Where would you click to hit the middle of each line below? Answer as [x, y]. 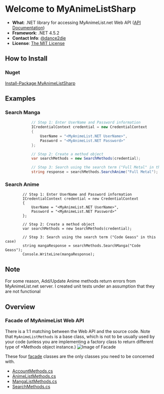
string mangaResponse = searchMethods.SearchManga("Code [82, 246]
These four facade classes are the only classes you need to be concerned [80, 356]
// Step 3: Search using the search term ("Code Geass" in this [89, 237]
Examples [20, 99]
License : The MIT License [38, 43]
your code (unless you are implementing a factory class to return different [79, 342]
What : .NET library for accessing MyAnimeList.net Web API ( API [76, 22]
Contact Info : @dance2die [39, 38]
